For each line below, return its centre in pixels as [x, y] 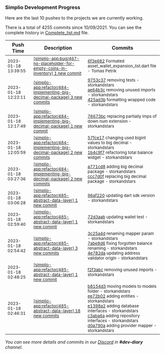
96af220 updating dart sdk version [121, 196]
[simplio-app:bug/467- [56, 59]
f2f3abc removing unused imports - [122, 270]
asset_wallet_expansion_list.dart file [122, 66]
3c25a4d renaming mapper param [121, 234]
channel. [14, 347]
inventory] [43, 73]
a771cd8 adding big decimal [115, 167]
